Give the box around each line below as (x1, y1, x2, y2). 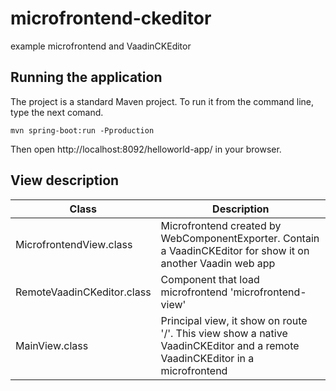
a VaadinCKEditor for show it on (160, 243, 310, 257)
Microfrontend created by (160, 218, 282, 232)
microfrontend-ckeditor (10, 7, 212, 30)
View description (10, 172, 120, 189)
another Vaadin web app (160, 256, 276, 270)
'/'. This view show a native (160, 326, 288, 340)
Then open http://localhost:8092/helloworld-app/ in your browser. (10, 143, 282, 155)
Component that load (160, 272, 260, 286)
